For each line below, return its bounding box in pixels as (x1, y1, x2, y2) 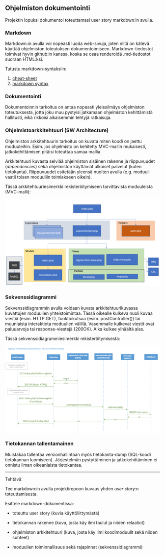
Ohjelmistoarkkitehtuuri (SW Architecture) (5, 127, 109, 134)
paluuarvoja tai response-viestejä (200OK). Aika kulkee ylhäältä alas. (5, 326, 145, 332)
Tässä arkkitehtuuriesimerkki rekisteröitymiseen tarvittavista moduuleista (5, 184, 153, 189)
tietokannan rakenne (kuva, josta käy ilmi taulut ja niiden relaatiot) (12, 519, 145, 525)
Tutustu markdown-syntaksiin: (5, 66, 67, 72)
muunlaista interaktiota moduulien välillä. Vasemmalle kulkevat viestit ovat (5, 321, 155, 327)
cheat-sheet (12, 75, 37, 81)
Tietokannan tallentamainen (5, 440, 74, 447)
